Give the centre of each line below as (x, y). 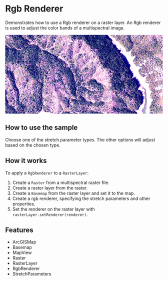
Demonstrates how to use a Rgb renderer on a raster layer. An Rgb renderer (83, 22)
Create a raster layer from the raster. (50, 187)
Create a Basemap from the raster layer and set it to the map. (73, 193)
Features (19, 230)
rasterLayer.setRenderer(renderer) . (50, 214)
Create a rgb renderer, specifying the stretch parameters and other (81, 198)
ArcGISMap (24, 242)
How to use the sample (41, 128)
